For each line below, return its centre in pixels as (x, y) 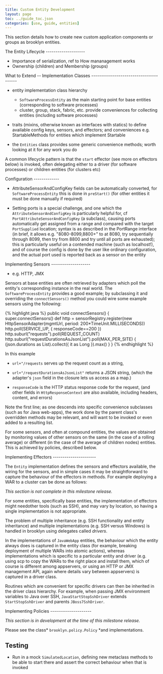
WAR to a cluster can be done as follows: (46, 482)
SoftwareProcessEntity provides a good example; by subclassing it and (76, 293)
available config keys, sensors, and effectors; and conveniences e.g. (81, 130)
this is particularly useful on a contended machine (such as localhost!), (83, 245)
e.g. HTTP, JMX (28, 274)
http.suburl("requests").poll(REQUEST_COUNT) (53, 334)
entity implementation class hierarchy (50, 90)
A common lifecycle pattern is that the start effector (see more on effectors (81, 159)
